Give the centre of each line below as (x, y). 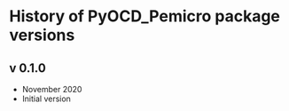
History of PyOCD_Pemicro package (145, 16)
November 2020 (52, 89)
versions (42, 35)
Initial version (46, 99)
